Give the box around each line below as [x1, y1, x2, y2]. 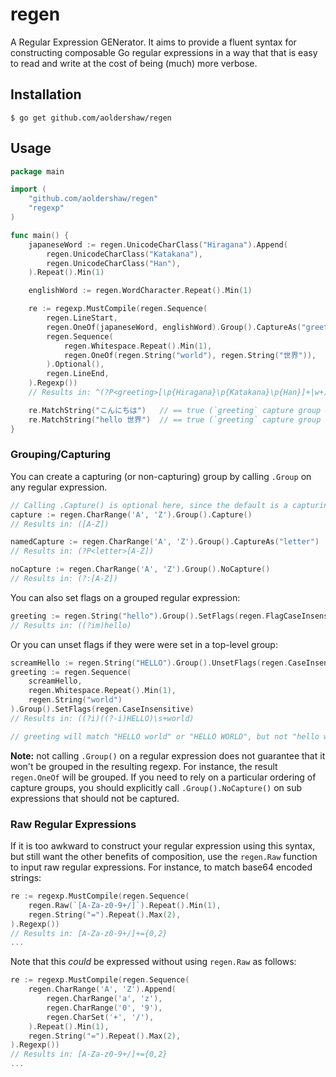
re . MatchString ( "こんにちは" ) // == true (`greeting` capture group [28, 405, 322, 415]
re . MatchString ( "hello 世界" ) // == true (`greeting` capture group [28, 414, 322, 425]
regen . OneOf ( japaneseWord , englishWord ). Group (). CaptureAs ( [46, 322, 302, 332]
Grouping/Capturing [10, 448, 112, 462]
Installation [10, 86, 82, 103]
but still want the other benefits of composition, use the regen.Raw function [10, 851, 318, 863]
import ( [10, 184, 47, 195]
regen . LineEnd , [46, 369, 110, 379]
